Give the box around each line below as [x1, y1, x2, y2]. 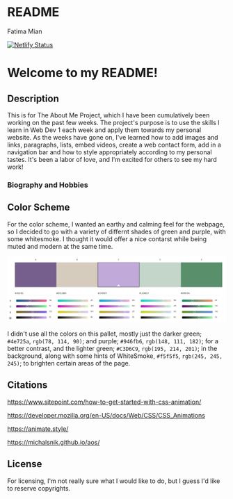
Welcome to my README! [7, 65, 158, 81]
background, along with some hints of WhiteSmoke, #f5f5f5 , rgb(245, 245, [7, 352, 223, 360]
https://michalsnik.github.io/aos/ [7, 438, 100, 446]
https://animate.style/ [7, 425, 69, 433]
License [7, 458, 42, 470]
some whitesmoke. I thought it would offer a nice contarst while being [7, 234, 207, 243]
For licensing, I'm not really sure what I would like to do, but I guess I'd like [7, 477, 220, 485]
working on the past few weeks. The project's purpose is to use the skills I [7, 118, 220, 126]
